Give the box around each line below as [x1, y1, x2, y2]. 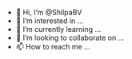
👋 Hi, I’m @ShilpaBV [15, 8, 82, 17]
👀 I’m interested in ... [15, 16, 84, 26]
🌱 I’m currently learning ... [15, 25, 102, 33]
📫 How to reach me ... [15, 42, 90, 51]
